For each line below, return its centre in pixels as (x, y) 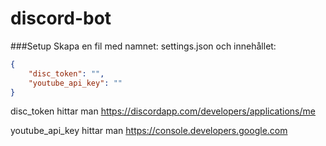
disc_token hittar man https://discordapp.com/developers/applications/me (163, 111)
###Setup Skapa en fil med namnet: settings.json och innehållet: (143, 46)
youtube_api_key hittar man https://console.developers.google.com (149, 131)
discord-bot (61, 18)
